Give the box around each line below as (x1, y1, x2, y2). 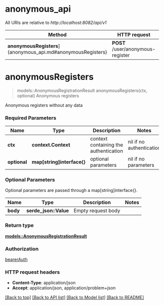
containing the (90, 141, 123, 148)
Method (48, 31, 67, 38)
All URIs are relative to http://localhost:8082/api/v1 (5, 20, 107, 25)
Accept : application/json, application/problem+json (12, 285, 116, 291)
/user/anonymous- (112, 46, 156, 52)
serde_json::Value (26, 207, 69, 214)
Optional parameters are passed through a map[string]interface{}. (5, 188, 138, 193)
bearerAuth (5, 257, 28, 262)
